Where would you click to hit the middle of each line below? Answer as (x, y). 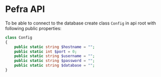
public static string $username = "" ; (54, 56)
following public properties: (33, 28)
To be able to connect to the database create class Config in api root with (81, 23)
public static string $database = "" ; (54, 65)
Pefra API (25, 9)
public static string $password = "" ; (54, 61)
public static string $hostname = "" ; (54, 47)
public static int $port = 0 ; (46, 51)
